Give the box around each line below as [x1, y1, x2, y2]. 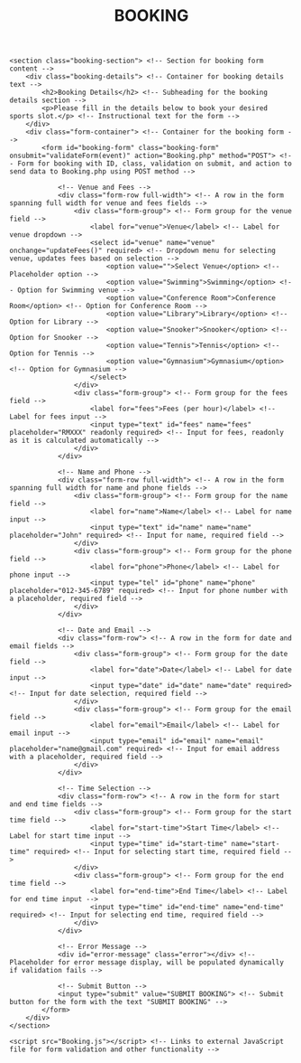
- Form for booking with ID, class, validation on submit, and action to [9, 159, 293, 168]
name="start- [231, 840, 280, 849]
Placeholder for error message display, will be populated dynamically [9, 958, 284, 967]
